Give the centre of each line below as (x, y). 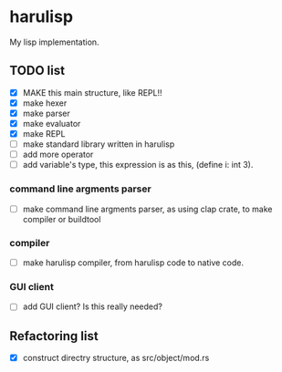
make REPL (44, 134)
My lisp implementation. (54, 42)
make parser (47, 113)
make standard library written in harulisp (99, 144)
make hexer (45, 103)
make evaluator (52, 123)
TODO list (37, 71)
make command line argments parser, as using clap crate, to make (147, 209)
